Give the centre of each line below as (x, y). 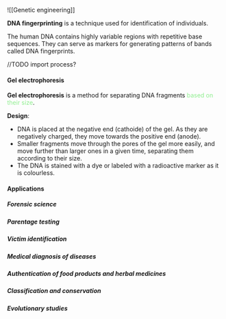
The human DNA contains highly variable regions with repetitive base (105, 36)
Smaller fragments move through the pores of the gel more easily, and (116, 144)
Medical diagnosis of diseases (52, 256)
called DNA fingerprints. (41, 51)
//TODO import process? (42, 64)
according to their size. (49, 158)
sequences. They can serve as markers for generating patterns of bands (110, 44)
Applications (26, 189)
